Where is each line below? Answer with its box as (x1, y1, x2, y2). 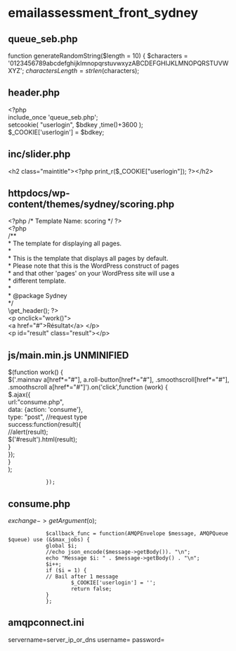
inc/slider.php (8, 148, 71, 160)
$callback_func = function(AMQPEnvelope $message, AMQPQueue (45, 530, 229, 537)
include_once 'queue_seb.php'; (8, 112, 98, 121)
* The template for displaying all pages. (8, 239, 122, 247)
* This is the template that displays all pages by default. (8, 254, 169, 263)
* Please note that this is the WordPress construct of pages (8, 262, 180, 270)
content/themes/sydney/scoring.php (8, 198, 175, 210)
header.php (8, 86, 60, 99)
